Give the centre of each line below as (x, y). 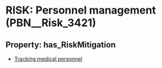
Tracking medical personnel (48, 59)
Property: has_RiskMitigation (61, 45)
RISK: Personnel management (81, 10)
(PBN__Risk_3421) (51, 23)
